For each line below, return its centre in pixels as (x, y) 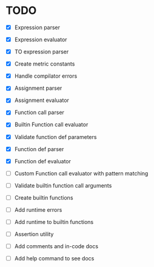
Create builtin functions (44, 197)
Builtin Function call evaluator (51, 124)
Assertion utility (34, 234)
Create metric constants (45, 64)
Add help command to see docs (54, 259)
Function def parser (39, 149)
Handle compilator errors (46, 76)
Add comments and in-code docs (56, 246)
